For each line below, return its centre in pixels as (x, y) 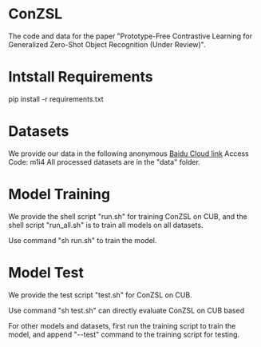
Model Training (59, 194)
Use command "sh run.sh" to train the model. (83, 240)
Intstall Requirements (81, 77)
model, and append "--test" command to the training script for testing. (124, 334)
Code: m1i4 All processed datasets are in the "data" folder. (105, 162)
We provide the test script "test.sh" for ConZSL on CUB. (101, 295)
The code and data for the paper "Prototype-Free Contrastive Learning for (130, 36)
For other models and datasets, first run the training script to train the (122, 325)
